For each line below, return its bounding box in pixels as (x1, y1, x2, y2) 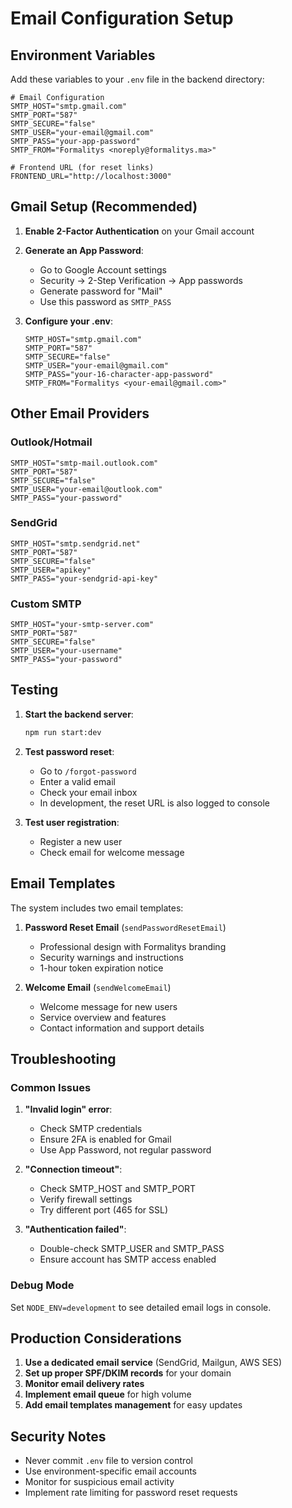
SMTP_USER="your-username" (10, 646, 123, 656)
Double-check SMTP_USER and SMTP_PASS (39, 1243, 225, 1255)
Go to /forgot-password (39, 765, 137, 777)
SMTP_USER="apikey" (10, 565, 92, 575)
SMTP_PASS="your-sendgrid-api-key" (10, 573, 159, 584)
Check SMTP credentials (39, 1123, 143, 1135)
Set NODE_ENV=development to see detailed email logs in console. (10, 1301, 272, 1313)
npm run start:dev (24, 727, 102, 737)
